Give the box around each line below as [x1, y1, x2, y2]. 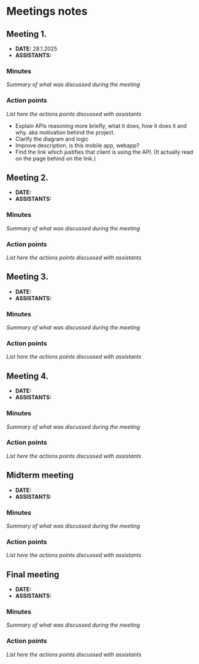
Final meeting [6, 569, 59, 580]
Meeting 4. [6, 370, 49, 381]
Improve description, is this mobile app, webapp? [15, 141, 140, 149]
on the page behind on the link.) [15, 155, 96, 162]
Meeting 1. [6, 29, 47, 39]
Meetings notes [6, 4, 88, 18]
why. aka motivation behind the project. [15, 128, 115, 136]
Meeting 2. [6, 172, 49, 182]
